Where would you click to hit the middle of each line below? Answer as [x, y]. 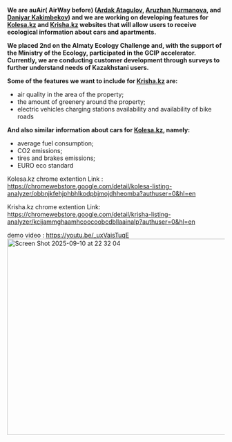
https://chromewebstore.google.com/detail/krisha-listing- [89, 214]
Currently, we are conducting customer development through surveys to [114, 60]
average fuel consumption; [56, 143]
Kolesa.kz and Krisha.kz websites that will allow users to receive [102, 25]
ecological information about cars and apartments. [82, 32]
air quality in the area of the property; [70, 94]
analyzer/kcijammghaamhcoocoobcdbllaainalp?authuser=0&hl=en [101, 222]
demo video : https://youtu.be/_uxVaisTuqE [68, 235]
